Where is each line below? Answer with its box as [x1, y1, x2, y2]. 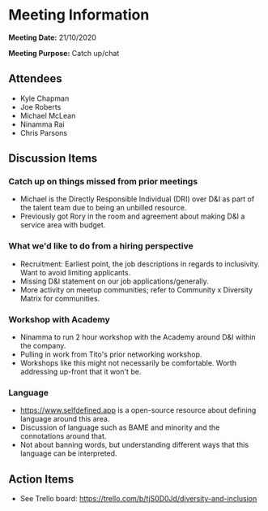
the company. [19, 341, 66, 351]
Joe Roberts [19, 102, 62, 111]
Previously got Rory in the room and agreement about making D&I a [19, 211, 245, 221]
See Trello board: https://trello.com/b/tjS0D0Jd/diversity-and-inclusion [19, 494, 257, 504]
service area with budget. [19, 220, 106, 230]
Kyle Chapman [19, 93, 70, 103]
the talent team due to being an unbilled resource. [19, 203, 187, 213]
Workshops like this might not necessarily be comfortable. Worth [19, 358, 237, 368]
